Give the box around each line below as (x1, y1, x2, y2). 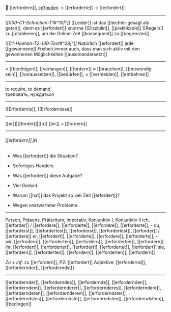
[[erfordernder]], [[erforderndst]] (5, 265, 74, 271)
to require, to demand (5, 86, 51, 92)
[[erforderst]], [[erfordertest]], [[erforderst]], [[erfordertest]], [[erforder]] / (5, 228, 160, 234)
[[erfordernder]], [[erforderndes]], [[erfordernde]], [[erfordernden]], (5, 279, 148, 285)
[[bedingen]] (5, 301, 32, 307)
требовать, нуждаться (5, 91, 54, 97)
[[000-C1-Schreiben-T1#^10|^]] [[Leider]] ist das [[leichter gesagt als (5, 20, 149, 25)
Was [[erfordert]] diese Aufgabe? (12, 173, 82, 179)
